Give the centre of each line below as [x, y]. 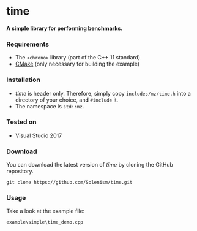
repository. [20, 171]
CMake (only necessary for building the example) [77, 64]
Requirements [28, 44]
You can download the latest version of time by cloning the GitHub [90, 165]
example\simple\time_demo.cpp [45, 222]
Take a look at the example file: [46, 211]
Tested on [21, 122]
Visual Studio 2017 [39, 135]
